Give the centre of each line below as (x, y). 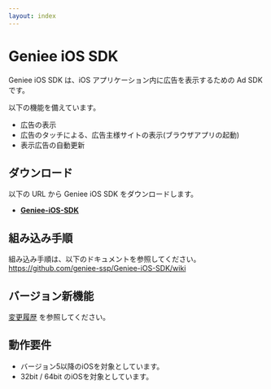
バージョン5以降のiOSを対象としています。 (92, 366)
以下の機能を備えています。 (54, 107)
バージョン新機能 (51, 296)
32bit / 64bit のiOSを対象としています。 (86, 376)
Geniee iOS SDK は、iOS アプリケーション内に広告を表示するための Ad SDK (135, 80)
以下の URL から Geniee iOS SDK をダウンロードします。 (103, 194)
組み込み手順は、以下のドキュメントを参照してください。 (105, 259)
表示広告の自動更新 (52, 145)
